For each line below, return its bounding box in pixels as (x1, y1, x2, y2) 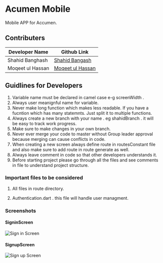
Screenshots (5, 207, 36, 214)
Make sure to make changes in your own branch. (12, 126, 111, 131)
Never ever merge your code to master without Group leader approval (12, 131, 153, 137)
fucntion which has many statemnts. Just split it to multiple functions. (12, 110, 152, 116)
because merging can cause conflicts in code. (12, 136, 106, 142)
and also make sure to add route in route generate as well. (12, 146, 130, 153)
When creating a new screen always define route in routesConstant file (12, 141, 156, 147)
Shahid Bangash (53, 56, 92, 63)
